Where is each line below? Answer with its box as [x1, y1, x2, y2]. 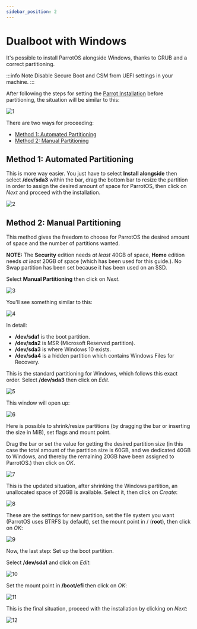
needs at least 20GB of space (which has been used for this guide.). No [6, 258, 182, 265]
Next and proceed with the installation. [6, 189, 101, 196]
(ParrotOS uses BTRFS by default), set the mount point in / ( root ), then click [6, 518, 191, 525]
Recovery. [14, 358, 40, 366]
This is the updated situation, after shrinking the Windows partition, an [6, 483, 178, 490]
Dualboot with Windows [6, 34, 127, 48]
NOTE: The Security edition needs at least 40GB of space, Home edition [6, 251, 185, 259]
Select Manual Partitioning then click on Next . [6, 276, 120, 283]
